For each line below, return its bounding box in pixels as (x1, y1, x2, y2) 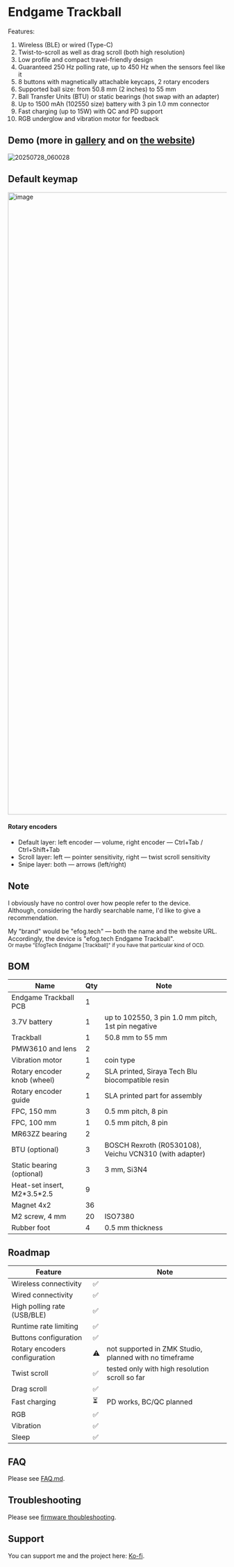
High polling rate (11, 1302, 65, 1311)
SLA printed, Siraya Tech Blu (104, 1067, 197, 1076)
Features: (8, 27, 35, 35)
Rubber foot (11, 1223, 51, 1233)
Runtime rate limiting (11, 1322, 78, 1331)
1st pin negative (104, 1022, 158, 1031)
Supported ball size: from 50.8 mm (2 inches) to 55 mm (17, 85, 176, 93)
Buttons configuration (11, 1333, 83, 1343)
